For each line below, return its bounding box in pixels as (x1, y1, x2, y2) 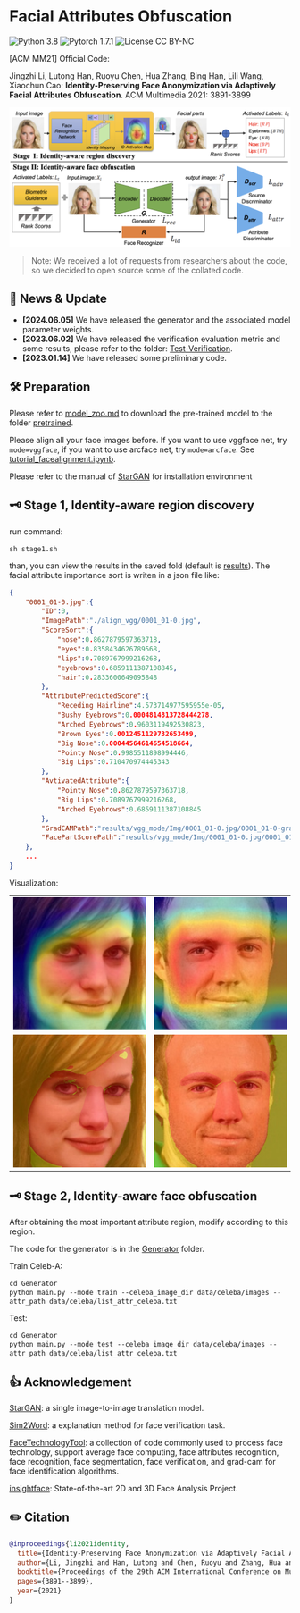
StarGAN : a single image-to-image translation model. (9, 1403, 204, 1414)
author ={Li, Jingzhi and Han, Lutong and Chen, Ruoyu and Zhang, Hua (17, 1558, 281, 1567)
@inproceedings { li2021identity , (9, 1539, 129, 1548)
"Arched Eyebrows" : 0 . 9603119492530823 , (56, 719, 205, 729)
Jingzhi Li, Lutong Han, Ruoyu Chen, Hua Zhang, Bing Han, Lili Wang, (9, 70, 264, 81)
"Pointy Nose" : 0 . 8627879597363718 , (56, 786, 190, 795)
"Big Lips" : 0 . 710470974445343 (56, 758, 170, 767)
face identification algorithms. (9, 1466, 120, 1476)
